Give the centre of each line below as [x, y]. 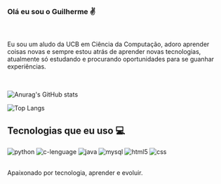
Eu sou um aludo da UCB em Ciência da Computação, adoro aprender [108, 44]
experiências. [27, 66]
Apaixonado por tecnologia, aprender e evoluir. [75, 173]
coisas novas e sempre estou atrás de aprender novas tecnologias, [104, 52]
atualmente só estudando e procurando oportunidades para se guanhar [111, 59]
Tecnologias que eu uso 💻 [66, 131]
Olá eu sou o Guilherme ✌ [52, 11]
